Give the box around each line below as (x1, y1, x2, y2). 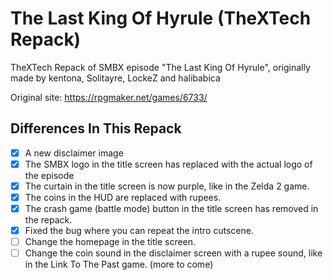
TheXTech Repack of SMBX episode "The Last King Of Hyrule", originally (10, 61, 311, 73)
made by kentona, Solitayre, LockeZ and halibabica (10, 72, 221, 84)
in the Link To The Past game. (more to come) (24, 258, 214, 271)
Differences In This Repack (10, 120, 182, 137)
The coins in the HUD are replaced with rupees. (24, 191, 222, 203)
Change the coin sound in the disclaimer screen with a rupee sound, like (24, 247, 323, 259)
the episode (24, 169, 75, 181)
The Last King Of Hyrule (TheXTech (10, 7, 312, 30)
